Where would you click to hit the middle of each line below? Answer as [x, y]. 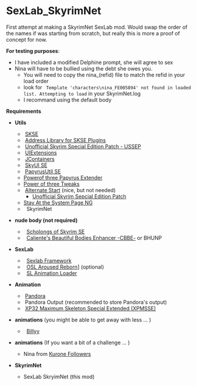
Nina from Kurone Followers [57, 354]
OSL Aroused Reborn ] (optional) [65, 267]
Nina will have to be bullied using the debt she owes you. [84, 68]
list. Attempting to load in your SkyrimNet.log [82, 93]
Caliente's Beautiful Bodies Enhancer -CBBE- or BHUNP [94, 238]
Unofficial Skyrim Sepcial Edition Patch [79, 196]
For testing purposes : [33, 51]
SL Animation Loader [52, 273]
